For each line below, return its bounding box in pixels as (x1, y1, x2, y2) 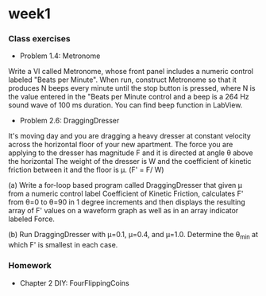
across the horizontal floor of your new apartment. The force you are (8, 140, 233, 150)
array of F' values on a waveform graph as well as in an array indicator (8, 206, 239, 216)
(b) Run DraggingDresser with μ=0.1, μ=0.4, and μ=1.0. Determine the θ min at (8, 230, 259, 241)
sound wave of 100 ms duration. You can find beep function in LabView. (8, 100, 243, 110)
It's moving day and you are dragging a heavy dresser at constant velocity (8, 131, 252, 141)
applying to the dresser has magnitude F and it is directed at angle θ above (8, 148, 253, 158)
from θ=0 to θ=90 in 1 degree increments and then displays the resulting (8, 197, 246, 207)
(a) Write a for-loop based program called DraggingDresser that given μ (8, 181, 242, 190)
